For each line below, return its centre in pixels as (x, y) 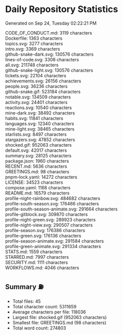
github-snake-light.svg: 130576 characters (49, 70)
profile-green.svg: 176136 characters (43, 236)
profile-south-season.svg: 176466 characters (52, 203)
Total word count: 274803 (39, 328)
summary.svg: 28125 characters (38, 155)
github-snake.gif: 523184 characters (43, 91)
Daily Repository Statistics (62, 9)
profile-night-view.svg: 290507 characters (49, 225)
